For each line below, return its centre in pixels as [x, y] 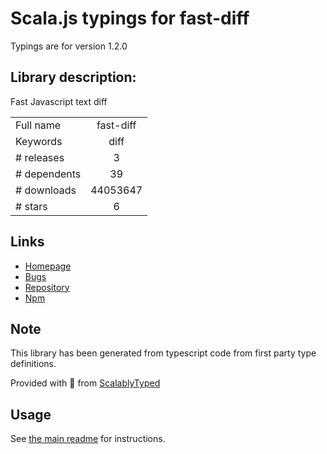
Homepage [48, 266]
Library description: [73, 77]
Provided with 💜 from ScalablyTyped [85, 383]
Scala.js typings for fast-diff [130, 18]
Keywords [39, 141]
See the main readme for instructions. [88, 439]
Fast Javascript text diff [59, 101]
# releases [40, 157]
